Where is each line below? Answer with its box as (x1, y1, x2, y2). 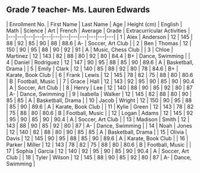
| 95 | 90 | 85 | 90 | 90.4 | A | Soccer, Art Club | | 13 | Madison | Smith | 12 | (6, 116, 190, 123)
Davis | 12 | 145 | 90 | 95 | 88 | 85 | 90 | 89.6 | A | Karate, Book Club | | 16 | (6, 134, 189, 142)
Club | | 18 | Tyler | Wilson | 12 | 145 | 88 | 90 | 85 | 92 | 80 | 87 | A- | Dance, (6, 153, 192, 160)
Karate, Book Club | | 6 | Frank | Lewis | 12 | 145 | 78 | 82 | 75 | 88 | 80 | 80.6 (6, 71, 193, 78)
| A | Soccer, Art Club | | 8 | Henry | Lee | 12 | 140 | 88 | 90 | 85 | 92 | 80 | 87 (6, 84, 193, 91)
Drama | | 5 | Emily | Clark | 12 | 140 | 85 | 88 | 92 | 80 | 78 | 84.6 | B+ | (6, 65, 179, 72)
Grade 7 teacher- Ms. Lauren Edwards (6, 5, 150, 15)
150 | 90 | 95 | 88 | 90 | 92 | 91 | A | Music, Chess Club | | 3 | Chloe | (6, 46, 173, 53)
